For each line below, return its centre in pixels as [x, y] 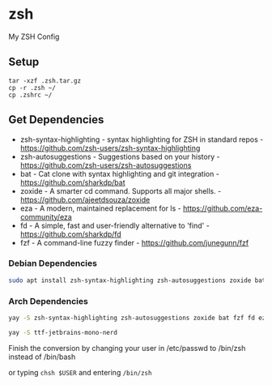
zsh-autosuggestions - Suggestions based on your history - [120, 156]
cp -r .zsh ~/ [32, 88]
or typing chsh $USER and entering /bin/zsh [80, 372]
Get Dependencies [56, 120]
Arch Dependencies [49, 301]
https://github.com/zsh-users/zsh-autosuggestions [106, 165]
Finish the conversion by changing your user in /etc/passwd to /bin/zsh [127, 348]
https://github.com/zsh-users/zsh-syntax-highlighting [110, 148]
